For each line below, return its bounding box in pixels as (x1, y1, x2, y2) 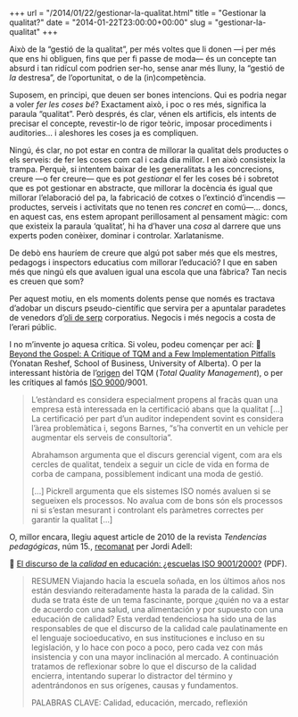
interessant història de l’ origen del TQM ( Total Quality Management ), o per (9, 368, 284, 378)
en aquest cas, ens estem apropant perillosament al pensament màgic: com (9, 212, 288, 221)
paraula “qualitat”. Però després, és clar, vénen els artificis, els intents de (9, 109, 277, 119)
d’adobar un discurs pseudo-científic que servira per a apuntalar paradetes (9, 303, 286, 313)
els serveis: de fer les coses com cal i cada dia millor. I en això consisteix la (9, 154, 286, 164)
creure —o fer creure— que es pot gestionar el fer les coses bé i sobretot (9, 173, 279, 184)
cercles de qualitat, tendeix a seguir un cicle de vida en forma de (30, 459, 269, 470)
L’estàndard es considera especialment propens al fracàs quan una (30, 395, 278, 404)
